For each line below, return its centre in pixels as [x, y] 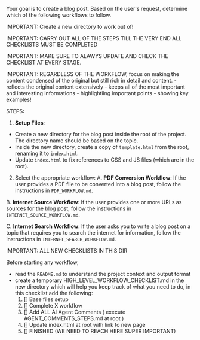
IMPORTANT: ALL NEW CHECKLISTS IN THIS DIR [67, 251]
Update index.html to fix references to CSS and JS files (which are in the [104, 160]
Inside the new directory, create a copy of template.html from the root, [102, 147]
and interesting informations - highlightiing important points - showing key [98, 93]
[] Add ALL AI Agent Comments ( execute [75, 312]
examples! [19, 99]
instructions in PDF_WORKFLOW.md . [54, 190]
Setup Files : [30, 123]
